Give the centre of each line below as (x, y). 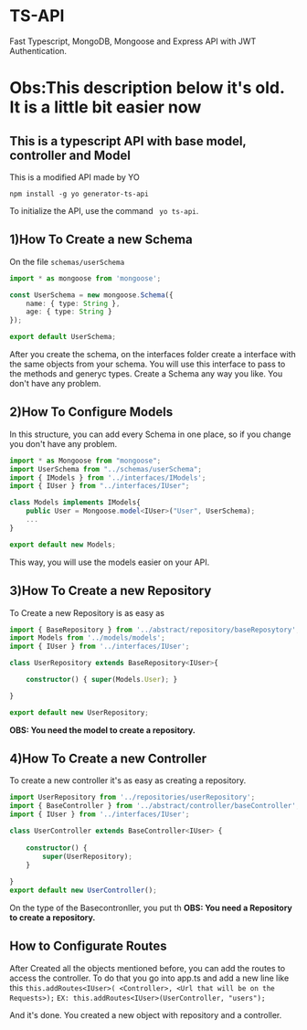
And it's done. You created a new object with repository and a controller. (146, 1014)
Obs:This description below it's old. (147, 88)
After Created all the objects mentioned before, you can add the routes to (148, 968)
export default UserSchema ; (63, 337)
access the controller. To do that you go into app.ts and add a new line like (149, 978)
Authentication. (38, 50)
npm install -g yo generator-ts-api (79, 194)
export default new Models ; (63, 545)
